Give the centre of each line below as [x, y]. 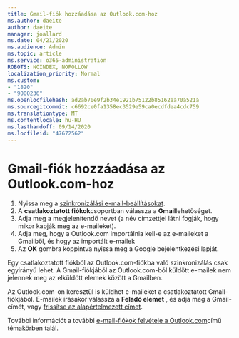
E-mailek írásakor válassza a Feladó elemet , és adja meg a [123, 299]
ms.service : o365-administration [57, 61]
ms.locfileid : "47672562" [46, 133]
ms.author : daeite [35, 21]
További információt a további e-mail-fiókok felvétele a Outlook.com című [115, 321]
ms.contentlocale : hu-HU [44, 120]
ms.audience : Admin [36, 47]
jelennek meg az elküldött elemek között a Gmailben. [85, 278]
